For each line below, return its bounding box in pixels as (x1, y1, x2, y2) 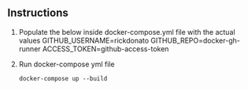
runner (18, 43, 41, 54)
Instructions (7, 6, 68, 20)
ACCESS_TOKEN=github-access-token (42, 43, 169, 54)
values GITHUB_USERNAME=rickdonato (18, 36, 150, 45)
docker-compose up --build (18, 74, 108, 82)
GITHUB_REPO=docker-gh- (150, 36, 241, 45)
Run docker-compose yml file (18, 59, 115, 69)
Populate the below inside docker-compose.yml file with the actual (18, 27, 235, 36)
